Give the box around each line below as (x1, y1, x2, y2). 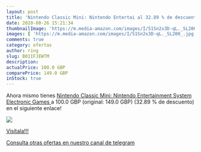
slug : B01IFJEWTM (6, 53, 50, 59)
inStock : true (6, 75, 42, 81)
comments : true (6, 37, 44, 42)
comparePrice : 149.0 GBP (6, 70, 68, 76)
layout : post (6, 8, 39, 15)
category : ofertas (6, 42, 52, 48)
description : (6, 59, 39, 65)
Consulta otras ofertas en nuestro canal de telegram (6, 139, 135, 147)
